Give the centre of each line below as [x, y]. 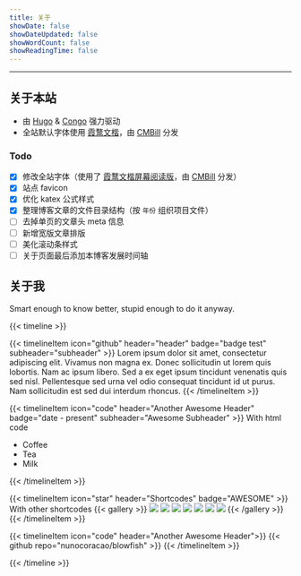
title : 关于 [30, 17]
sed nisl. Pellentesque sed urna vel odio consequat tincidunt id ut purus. [142, 381]
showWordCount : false [50, 43]
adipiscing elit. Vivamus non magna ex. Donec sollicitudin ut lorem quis [140, 362]
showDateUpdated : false [54, 34]
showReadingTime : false [54, 51]
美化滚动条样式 [50, 244]
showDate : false [39, 26]
